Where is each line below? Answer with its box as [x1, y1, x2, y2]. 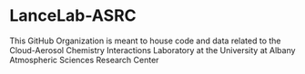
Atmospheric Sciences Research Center [9, 54, 159, 65]
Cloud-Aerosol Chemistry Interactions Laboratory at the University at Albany [9, 44, 296, 55]
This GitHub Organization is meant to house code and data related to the [9, 35, 281, 46]
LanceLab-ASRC [9, 5, 137, 26]
